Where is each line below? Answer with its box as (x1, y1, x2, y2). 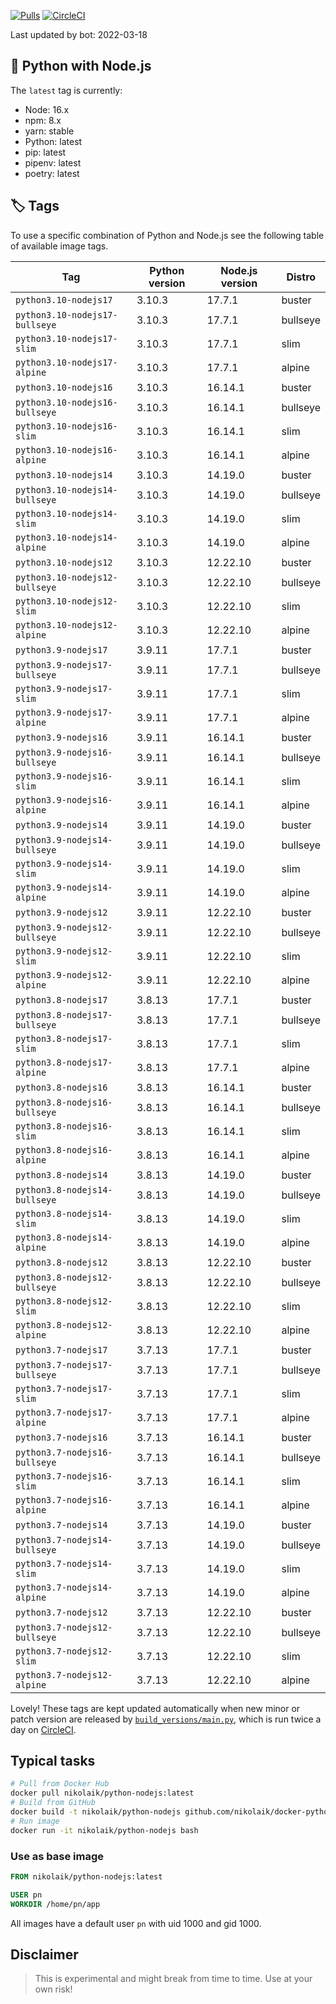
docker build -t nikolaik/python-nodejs (10, 1807, 182, 1817)
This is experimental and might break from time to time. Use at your (34, 1973, 313, 1985)
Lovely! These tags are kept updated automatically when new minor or (10, 1702, 301, 1714)
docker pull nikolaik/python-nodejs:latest (10, 1788, 195, 1799)
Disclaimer (10, 1946, 79, 1963)
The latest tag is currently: (10, 84, 123, 96)
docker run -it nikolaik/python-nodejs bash (10, 1825, 199, 1835)
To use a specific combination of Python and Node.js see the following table (10, 229, 325, 241)
